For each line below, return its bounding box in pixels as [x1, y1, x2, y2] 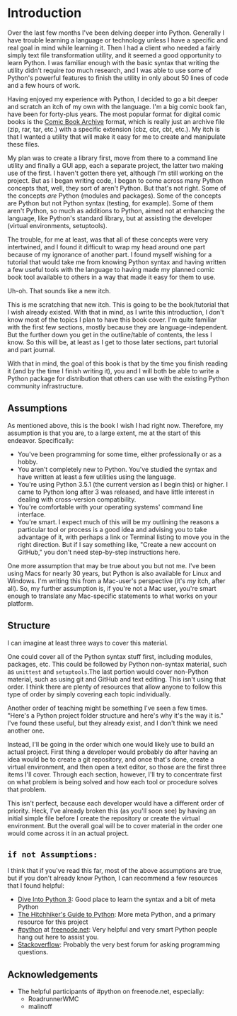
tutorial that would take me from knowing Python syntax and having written [7, 257, 226, 266]
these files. [7, 140, 40, 148]
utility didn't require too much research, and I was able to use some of [7, 66, 212, 74]
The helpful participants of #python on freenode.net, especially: [17, 987, 204, 996]
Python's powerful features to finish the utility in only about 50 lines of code [7, 73, 229, 82]
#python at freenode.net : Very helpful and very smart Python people [17, 925, 218, 934]
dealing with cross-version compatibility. [17, 495, 137, 504]
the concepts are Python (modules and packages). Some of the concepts [7, 191, 221, 200]
